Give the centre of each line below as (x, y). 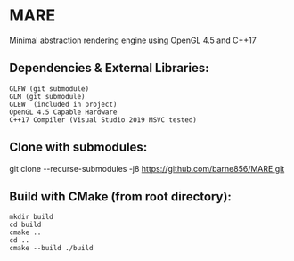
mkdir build (31, 217)
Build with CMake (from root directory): (120, 196)
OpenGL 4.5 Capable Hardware (63, 112)
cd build (25, 225)
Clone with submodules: (78, 147)
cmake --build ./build (51, 249)
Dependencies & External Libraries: (109, 68)
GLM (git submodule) (48, 96)
